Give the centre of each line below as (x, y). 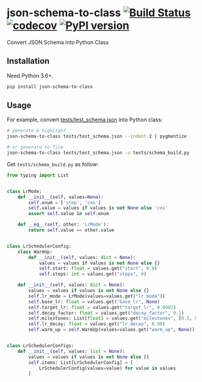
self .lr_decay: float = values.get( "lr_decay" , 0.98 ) (97, 324)
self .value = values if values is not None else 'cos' (98, 208)
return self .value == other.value (71, 230)
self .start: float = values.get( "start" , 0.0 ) (98, 268)
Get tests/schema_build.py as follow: (53, 164)
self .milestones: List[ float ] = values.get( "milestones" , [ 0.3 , (110, 318)
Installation (28, 61)
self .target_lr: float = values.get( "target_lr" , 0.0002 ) (102, 307)
